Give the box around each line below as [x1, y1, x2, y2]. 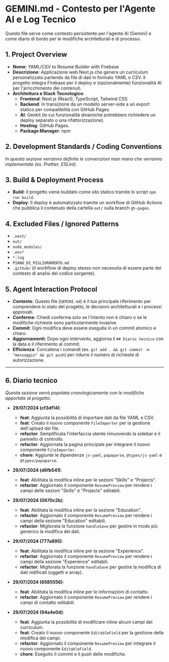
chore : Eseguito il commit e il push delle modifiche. [20, 651, 126, 657]
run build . [12, 194, 35, 200]
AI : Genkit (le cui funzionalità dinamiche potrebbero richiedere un [20, 112, 156, 118]
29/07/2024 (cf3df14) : [12, 404, 61, 410]
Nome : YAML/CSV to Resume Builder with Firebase [12, 63, 119, 69]
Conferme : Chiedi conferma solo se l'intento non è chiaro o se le [12, 314, 147, 320]
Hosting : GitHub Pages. [20, 122, 69, 128]
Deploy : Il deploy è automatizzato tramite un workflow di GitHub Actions [12, 200, 162, 206]
